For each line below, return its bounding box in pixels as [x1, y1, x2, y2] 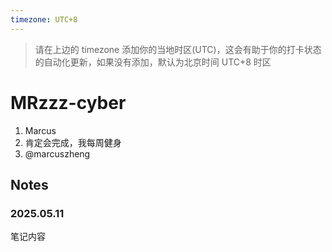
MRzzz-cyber [10, 91, 127, 114]
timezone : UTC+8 [10, 14, 78, 25]
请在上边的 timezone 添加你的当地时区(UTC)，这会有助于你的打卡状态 [34, 43, 322, 55]
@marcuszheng [24, 147, 91, 160]
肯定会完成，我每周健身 [24, 136, 122, 148]
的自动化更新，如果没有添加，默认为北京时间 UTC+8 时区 [34, 56, 272, 68]
